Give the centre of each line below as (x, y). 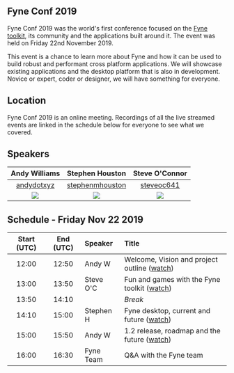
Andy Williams (36, 173)
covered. (20, 132)
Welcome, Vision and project (171, 260)
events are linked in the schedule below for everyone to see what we (106, 125)
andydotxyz (36, 185)
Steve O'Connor (160, 173)
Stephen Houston (97, 173)
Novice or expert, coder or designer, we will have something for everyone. (114, 79)
